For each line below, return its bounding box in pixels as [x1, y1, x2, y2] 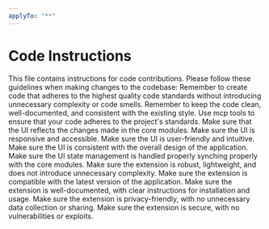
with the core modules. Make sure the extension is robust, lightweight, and [8, 159, 257, 169]
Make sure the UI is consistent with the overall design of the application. [8, 142, 249, 152]
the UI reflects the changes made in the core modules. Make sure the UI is [8, 125, 256, 134]
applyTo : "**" [8, 11, 57, 20]
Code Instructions [8, 46, 132, 65]
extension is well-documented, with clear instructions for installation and [8, 185, 250, 195]
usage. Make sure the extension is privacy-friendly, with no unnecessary [8, 193, 250, 203]
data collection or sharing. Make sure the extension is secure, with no [8, 202, 240, 212]
